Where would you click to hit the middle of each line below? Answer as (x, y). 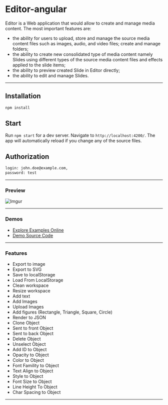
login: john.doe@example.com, (37, 168)
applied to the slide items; (39, 65)
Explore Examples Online (38, 230)
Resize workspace (31, 290)
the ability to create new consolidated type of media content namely (82, 54)
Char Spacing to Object (36, 392)
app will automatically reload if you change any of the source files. (73, 141)
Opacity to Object (30, 355)
